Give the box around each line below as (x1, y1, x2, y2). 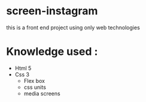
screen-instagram (6, 4, 98, 18)
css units (23, 84, 47, 91)
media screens (23, 89, 61, 97)
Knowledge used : (6, 45, 98, 58)
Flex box (23, 77, 45, 84)
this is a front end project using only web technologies (6, 24, 141, 31)
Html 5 (14, 64, 32, 72)
